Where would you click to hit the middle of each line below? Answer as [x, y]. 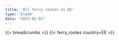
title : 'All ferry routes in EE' [40, 10]
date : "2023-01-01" [25, 19]
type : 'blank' [20, 14]
